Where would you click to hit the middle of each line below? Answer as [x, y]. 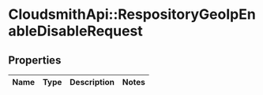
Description [92, 82]
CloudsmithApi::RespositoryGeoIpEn [132, 15]
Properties [35, 60]
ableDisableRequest [76, 31]
